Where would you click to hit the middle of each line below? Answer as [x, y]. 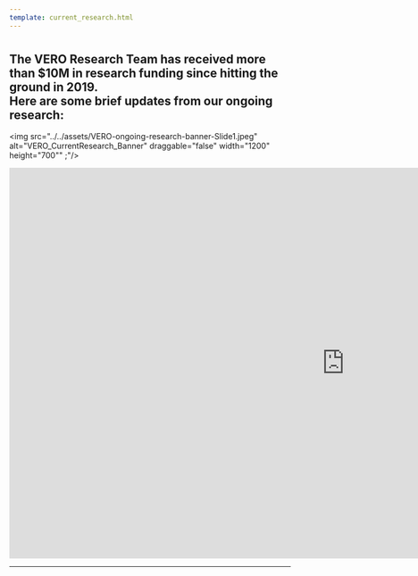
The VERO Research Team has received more [138, 59]
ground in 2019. [54, 87]
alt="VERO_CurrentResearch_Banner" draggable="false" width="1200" [140, 146]
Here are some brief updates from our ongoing [141, 100]
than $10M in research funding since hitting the [144, 73]
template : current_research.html [71, 17]
